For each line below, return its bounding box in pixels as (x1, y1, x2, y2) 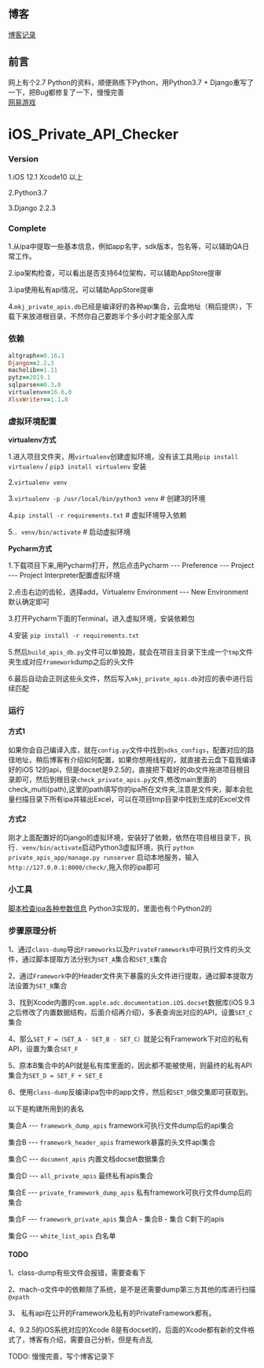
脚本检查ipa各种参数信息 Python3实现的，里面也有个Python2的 (8, 903, 212, 913)
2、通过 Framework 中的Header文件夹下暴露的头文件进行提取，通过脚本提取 (8, 971, 247, 981)
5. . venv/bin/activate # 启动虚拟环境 (8, 527, 131, 537)
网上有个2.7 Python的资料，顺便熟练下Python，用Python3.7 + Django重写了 (8, 77, 254, 87)
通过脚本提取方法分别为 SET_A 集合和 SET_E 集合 (21, 955, 167, 964)
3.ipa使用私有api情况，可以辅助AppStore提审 (8, 285, 154, 295)
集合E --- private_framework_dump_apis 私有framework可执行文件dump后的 (8, 1188, 252, 1197)
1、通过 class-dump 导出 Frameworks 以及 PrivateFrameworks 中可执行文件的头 (8, 944, 245, 955)
